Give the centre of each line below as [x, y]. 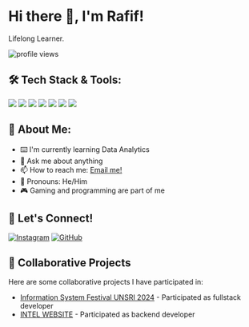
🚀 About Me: [40, 130]
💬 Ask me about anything [61, 161]
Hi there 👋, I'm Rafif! [76, 16]
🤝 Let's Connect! [51, 218]
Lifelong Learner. [36, 38]
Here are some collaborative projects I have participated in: [106, 282]
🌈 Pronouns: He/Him [54, 181]
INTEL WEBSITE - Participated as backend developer [107, 314]
